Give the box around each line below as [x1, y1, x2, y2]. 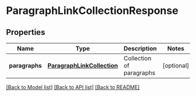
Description [123, 45, 157, 52]
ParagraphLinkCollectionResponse [6, 4, 179, 17]
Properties [6, 27, 45, 37]
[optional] [162, 62, 190, 69]
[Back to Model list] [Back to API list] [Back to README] [6, 84, 140, 91]
